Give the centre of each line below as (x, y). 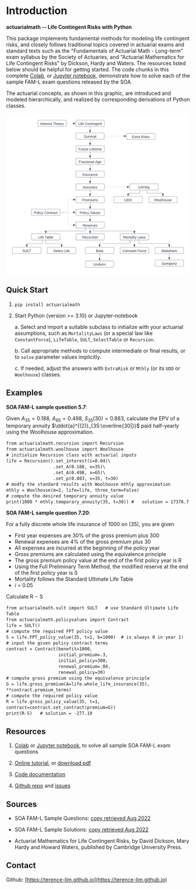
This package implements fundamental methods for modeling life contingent (98, 38)
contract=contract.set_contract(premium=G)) (61, 708)
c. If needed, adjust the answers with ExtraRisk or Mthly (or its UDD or (97, 368)
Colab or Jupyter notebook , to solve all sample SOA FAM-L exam (92, 746)
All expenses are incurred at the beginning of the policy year (87, 548)
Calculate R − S (24, 597)
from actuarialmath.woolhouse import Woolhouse (65, 449)
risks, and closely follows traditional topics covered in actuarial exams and (95, 44)
